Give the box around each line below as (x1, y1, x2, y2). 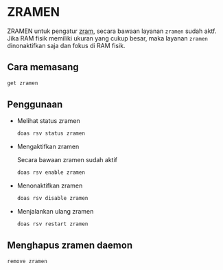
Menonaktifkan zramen (16, 181, 83, 190)
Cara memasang (7, 61, 79, 73)
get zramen (7, 80, 38, 87)
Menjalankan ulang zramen (16, 207, 94, 216)
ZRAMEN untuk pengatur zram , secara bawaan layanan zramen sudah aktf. (7, 27, 217, 35)
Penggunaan (7, 99, 63, 111)
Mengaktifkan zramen (16, 142, 80, 151)
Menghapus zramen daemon (7, 240, 132, 251)
